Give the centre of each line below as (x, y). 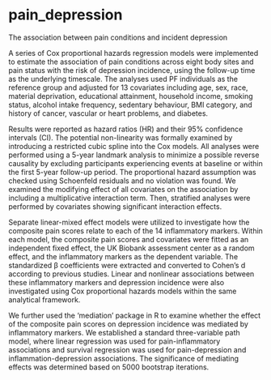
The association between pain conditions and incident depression (118, 37)
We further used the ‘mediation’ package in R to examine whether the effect (135, 315)
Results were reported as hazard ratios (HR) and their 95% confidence (126, 129)
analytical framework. (44, 299)
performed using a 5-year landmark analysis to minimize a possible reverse (134, 155)
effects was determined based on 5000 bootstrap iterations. (109, 367)
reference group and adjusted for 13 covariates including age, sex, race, (128, 88)
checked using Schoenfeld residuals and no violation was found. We (122, 181)
